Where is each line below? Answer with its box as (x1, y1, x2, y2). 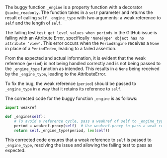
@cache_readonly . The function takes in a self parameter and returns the (5, 9, 153, 15)
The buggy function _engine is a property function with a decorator (5, 4, 143, 10)
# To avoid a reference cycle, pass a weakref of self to (14, 119, 137, 124)
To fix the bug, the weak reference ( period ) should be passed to (5, 80, 137, 86)
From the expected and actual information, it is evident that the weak (5, 55, 146, 61)
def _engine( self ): (5, 114, 46, 119)
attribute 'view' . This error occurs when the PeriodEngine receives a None (5, 40, 160, 46)
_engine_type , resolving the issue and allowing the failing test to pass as (5, 142, 153, 148)
